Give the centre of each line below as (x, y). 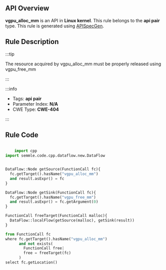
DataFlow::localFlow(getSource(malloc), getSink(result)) (72, 220)
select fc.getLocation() (31, 262)
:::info (11, 88)
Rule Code (22, 135)
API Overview (27, 8)
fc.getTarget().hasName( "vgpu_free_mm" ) (53, 197)
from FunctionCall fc (28, 234)
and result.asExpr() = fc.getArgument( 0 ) (54, 202)
